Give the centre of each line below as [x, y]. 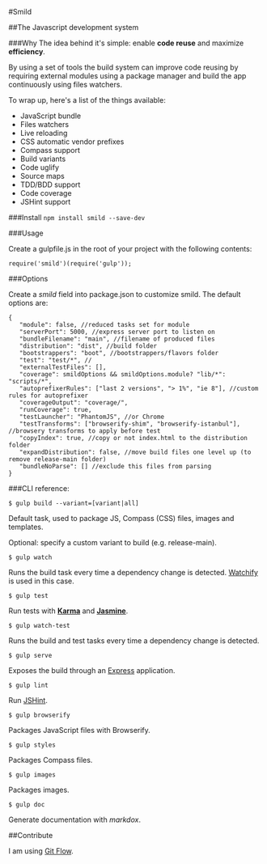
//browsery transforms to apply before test [85, 431]
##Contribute [31, 835]
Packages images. [39, 790]
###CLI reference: [39, 488]
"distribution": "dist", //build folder [88, 346]
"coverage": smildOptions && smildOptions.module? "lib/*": [123, 375]
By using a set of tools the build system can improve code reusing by [123, 67]
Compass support [50, 150]
